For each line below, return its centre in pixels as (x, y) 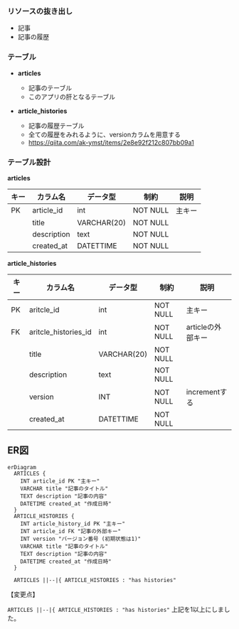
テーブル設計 (29, 162)
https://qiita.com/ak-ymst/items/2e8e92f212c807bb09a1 (111, 142)
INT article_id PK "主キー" (60, 481)
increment (203, 392)
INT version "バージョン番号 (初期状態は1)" (80, 539)
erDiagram (22, 467)
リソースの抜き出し (40, 11)
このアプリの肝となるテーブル (72, 97)
